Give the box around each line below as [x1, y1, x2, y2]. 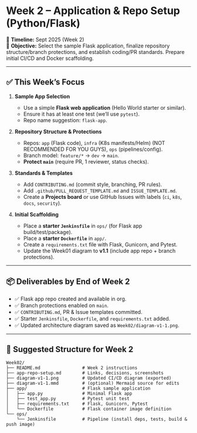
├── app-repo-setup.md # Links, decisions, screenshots [6, 370, 164, 376]
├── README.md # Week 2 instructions [6, 365, 138, 371]
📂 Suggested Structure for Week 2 [6, 344, 134, 354]
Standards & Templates [14, 169, 73, 177]
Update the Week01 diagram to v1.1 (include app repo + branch [23, 247, 176, 254]
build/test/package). [23, 228, 73, 235]
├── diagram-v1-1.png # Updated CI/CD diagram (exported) [6, 376, 172, 381]
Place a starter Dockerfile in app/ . [23, 235, 107, 242]
